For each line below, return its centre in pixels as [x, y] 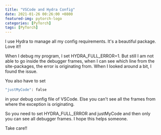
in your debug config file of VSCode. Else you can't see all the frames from [80, 99]
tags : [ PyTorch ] [21, 28]
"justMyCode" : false [26, 90]
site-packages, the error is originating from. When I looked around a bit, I [78, 67]
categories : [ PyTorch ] [28, 23]
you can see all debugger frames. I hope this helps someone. [67, 119]
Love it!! [13, 47]
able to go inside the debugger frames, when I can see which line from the [80, 61]
